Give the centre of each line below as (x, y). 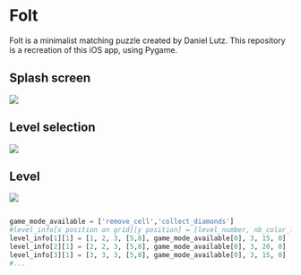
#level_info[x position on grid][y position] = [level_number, (130, 230)
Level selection (52, 128)
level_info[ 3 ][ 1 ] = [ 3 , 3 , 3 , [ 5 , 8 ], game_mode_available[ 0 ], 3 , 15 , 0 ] (148, 255)
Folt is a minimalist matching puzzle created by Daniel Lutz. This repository (147, 40)
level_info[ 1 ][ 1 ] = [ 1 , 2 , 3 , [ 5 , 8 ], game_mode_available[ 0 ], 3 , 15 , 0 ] (148, 238)
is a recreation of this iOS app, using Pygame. (93, 49)
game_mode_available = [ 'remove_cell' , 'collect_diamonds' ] (122, 222)
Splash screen (50, 78)
